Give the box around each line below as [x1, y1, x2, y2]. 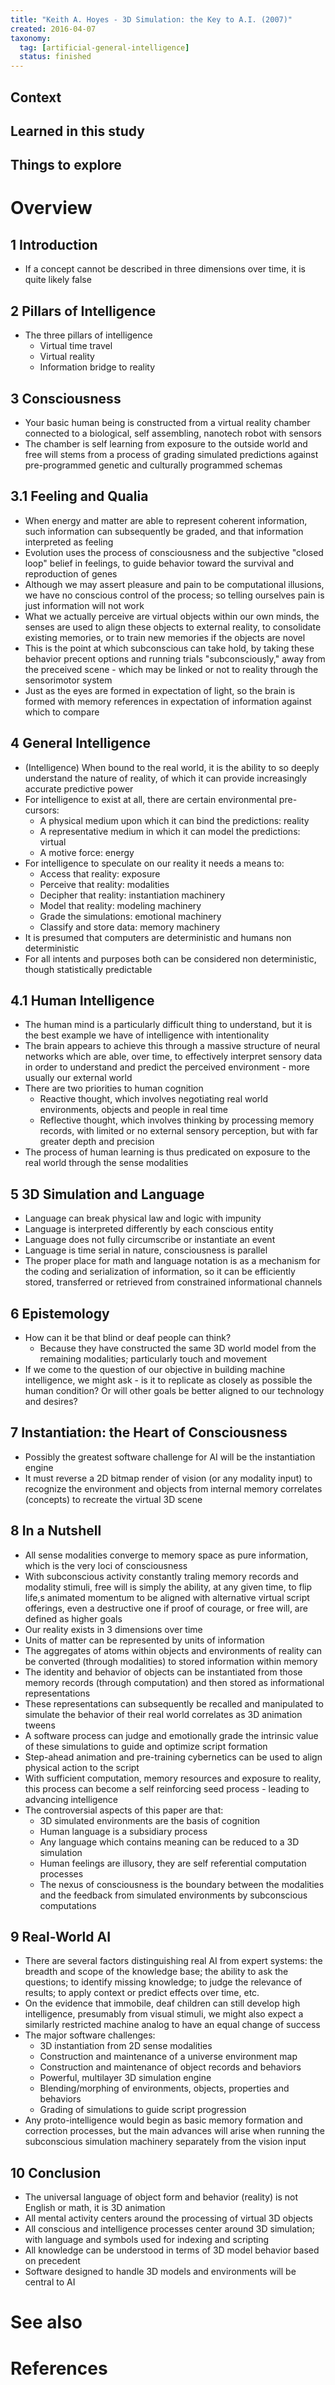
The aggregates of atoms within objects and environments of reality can [24, 1644, 322, 1656]
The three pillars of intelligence [24, 329, 153, 341]
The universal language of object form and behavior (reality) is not [24, 2191, 299, 2203]
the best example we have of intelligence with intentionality [24, 1029, 270, 1041]
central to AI [24, 2276, 76, 2288]
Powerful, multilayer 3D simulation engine [39, 2072, 212, 2084]
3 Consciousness [10, 390, 122, 407]
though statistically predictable [24, 963, 153, 975]
